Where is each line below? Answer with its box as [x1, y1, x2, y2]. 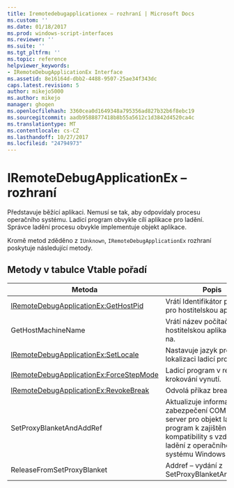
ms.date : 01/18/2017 [7, 23, 68, 30]
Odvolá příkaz [165, 385, 211, 395]
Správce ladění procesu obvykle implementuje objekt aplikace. [7, 223, 187, 231]
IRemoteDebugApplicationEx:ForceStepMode [10, 369, 159, 379]
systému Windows [165, 449, 226, 459]
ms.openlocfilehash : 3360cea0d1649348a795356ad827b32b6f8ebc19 [7, 108, 195, 114]
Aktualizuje [165, 397, 202, 406]
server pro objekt [165, 414, 221, 424]
